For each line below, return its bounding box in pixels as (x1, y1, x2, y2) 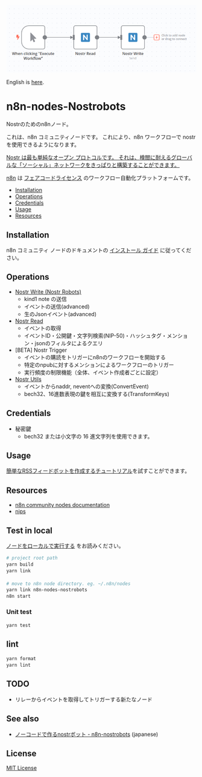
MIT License (6, 764, 37, 772)
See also (6, 713, 39, 724)
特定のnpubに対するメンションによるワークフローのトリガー (24, 361, 174, 368)
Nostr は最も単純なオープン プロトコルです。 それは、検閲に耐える (6, 154, 172, 161)
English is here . (6, 79, 45, 86)
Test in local (6, 525, 53, 535)
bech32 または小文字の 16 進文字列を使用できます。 (24, 432, 153, 440)
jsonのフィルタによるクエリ (34, 339, 104, 346)
